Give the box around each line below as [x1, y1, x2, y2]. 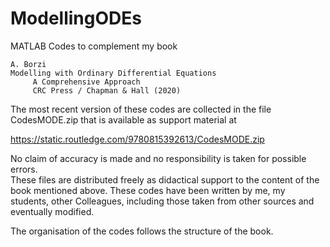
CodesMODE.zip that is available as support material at [10, 113, 237, 126]
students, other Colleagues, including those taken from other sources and [10, 195, 315, 207]
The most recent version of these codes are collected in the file [10, 103, 272, 115]
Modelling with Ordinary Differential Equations [10, 68, 217, 78]
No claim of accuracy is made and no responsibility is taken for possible [10, 152, 307, 164]
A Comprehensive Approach [32, 77, 141, 87]
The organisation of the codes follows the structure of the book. [10, 225, 274, 237]
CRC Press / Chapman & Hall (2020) [32, 85, 182, 96]
